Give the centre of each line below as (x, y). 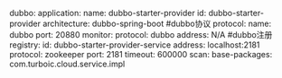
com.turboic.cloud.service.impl (67, 64)
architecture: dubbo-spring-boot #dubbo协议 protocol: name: (157, 23)
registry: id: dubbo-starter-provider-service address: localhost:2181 (135, 45)
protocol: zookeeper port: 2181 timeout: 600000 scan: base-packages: (141, 54)
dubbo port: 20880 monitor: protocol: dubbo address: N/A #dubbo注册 (141, 35)
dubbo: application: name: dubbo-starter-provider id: (108, 13)
